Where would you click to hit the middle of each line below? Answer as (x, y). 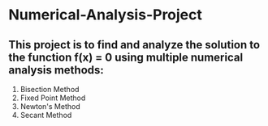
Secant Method (46, 115)
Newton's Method (50, 106)
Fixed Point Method (53, 98)
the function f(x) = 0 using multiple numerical (126, 57)
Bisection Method (50, 89)
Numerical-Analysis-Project (106, 15)
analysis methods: (56, 70)
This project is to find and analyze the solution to (134, 45)
